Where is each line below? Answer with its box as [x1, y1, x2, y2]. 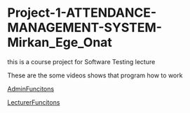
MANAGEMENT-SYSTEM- [7, 20, 163, 36]
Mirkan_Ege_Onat [7, 35, 112, 50]
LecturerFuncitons [7, 98, 60, 106]
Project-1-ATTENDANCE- [7, 5, 157, 21]
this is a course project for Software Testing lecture [7, 57, 156, 66]
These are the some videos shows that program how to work [7, 71, 183, 80]
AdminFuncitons [7, 84, 55, 93]
